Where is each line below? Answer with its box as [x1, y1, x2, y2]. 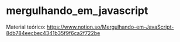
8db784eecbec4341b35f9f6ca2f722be [6, 29, 101, 36]
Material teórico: [6, 23, 46, 30]
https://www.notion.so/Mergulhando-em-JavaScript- [46, 23, 174, 30]
